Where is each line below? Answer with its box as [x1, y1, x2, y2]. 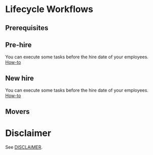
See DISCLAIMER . [5, 144, 43, 150]
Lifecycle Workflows [5, 4, 93, 15]
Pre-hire [5, 40, 32, 49]
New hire [5, 74, 34, 83]
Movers [5, 107, 30, 116]
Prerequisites [5, 24, 48, 32]
